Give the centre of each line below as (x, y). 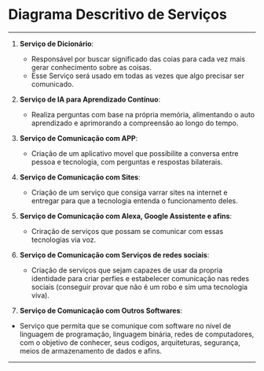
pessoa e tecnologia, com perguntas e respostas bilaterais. (127, 161)
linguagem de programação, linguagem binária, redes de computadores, (137, 334)
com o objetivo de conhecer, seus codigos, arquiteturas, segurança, (130, 342)
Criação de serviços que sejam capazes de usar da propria (127, 270)
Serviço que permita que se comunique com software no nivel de (125, 325)
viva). (40, 295)
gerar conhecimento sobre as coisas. (91, 67)
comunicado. (53, 83)
